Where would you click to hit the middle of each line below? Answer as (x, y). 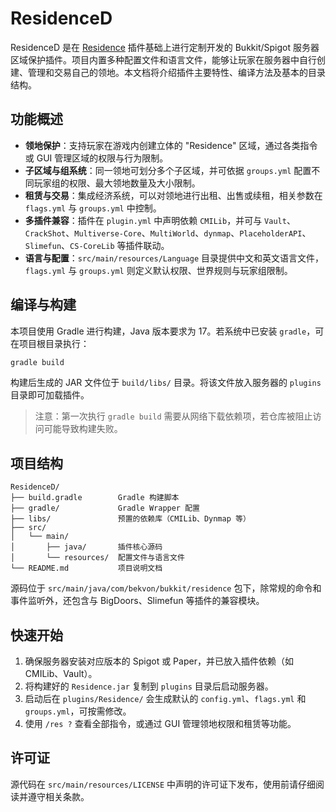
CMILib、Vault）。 (61, 674)
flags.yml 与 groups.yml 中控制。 (93, 208)
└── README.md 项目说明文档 (86, 568)
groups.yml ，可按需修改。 (78, 711)
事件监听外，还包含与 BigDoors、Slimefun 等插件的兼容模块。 (137, 601)
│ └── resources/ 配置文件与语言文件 (97, 558)
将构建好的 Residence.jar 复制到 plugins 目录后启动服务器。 (149, 686)
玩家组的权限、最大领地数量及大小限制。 (117, 183)
